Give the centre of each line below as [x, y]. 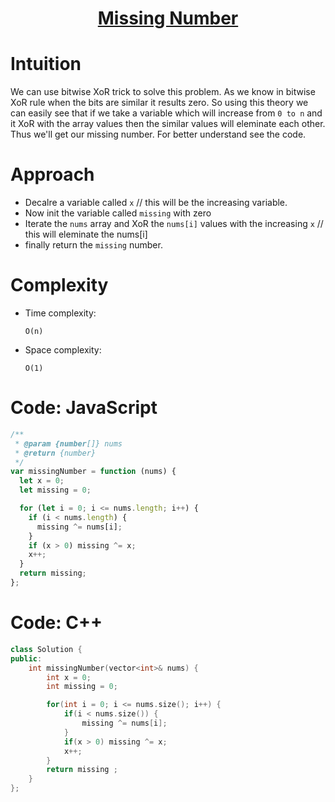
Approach [52, 174]
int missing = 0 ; [82, 687]
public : [26, 658]
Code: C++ [56, 623]
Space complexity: [63, 350]
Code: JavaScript [84, 408]
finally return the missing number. [93, 245]
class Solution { [46, 649]
